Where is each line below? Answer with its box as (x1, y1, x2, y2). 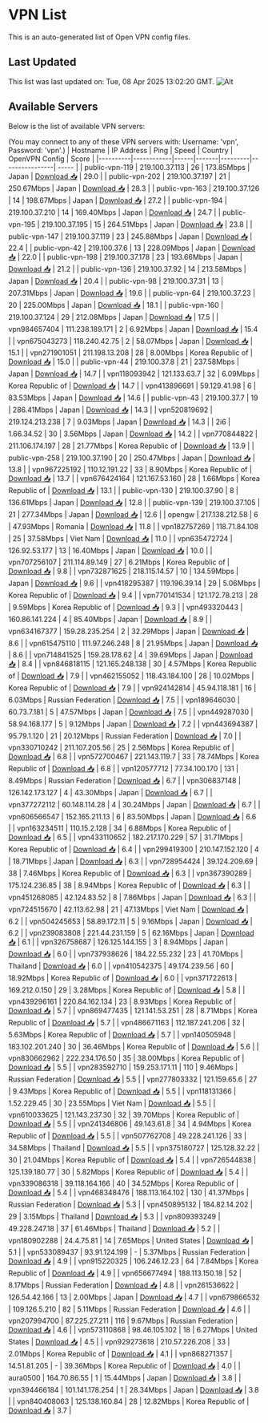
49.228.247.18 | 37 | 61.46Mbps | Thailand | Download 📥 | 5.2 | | (8, 1223, 221, 1233)
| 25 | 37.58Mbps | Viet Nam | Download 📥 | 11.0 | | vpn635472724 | (8, 533, 234, 543)
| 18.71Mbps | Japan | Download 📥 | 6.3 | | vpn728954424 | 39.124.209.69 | (8, 856, 258, 866)
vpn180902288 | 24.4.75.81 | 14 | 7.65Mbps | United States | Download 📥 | (8, 1235, 254, 1245)
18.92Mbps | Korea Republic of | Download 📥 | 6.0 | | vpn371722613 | (8, 972, 238, 983)
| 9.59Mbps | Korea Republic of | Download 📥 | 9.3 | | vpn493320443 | (8, 602, 243, 612)
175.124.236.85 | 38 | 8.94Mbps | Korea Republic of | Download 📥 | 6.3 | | (8, 880, 250, 890)
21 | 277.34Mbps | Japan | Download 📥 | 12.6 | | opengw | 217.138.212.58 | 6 (8, 509, 258, 519)
